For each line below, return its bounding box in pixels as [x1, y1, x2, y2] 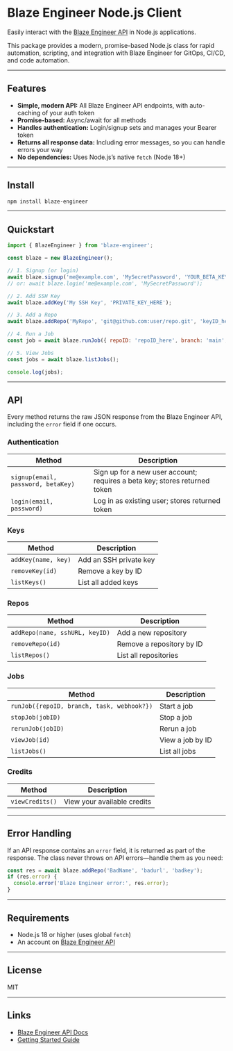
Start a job [159, 701, 193, 711]
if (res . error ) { [7, 873, 58, 880]
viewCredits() [10, 797, 58, 805]
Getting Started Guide [17, 1035, 80, 1043]
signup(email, [10, 473, 58, 481]
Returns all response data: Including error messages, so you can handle [17, 138, 225, 147]
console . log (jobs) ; [7, 368, 64, 376]
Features [7, 83, 46, 94]
